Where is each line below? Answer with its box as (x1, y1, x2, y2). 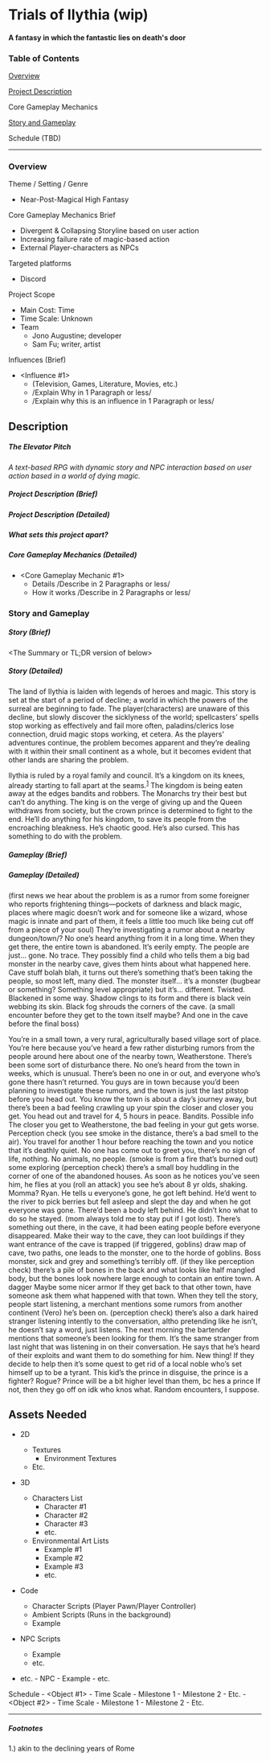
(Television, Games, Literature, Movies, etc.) (31, 380, 178, 389)
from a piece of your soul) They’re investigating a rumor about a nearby (8, 925, 245, 934)
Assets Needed (8, 1408, 87, 1422)
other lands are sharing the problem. (8, 754, 129, 765)
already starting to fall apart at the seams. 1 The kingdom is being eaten (8, 778, 243, 790)
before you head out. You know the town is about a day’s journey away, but (8, 1094, 257, 1103)
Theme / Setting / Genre (8, 179, 88, 189)
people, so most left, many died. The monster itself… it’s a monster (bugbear (8, 975, 261, 986)
